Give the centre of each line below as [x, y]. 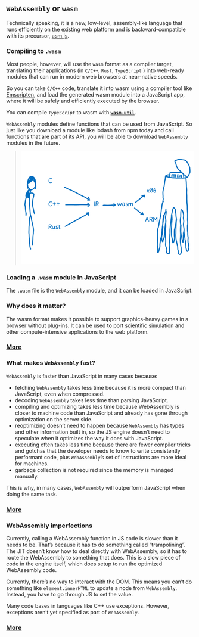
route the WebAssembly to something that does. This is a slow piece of [93, 557]
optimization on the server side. [54, 419]
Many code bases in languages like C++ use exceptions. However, [88, 605]
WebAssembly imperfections [49, 526]
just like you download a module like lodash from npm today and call [90, 130]
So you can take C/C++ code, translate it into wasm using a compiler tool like [99, 88]
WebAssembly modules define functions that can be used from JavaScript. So [99, 124]
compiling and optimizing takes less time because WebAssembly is [97, 406]
